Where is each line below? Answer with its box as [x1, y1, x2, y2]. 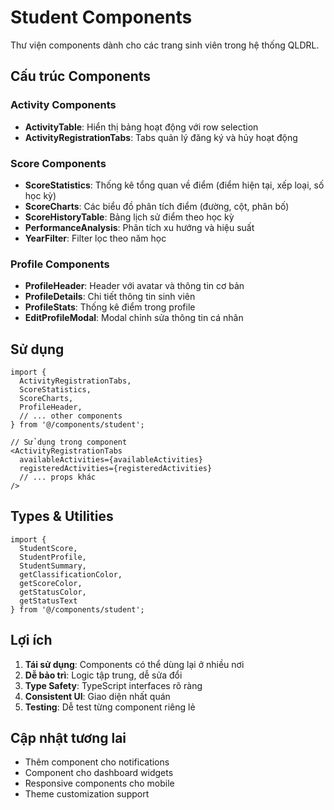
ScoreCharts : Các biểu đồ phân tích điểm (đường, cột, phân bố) [24, 200, 290, 212]
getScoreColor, [19, 578, 83, 588]
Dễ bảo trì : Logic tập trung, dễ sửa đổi [24, 669, 183, 681]
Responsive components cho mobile [24, 777, 175, 790]
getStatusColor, [19, 587, 87, 597]
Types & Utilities [10, 508, 114, 525]
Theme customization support [24, 788, 150, 800]
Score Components [10, 156, 107, 170]
